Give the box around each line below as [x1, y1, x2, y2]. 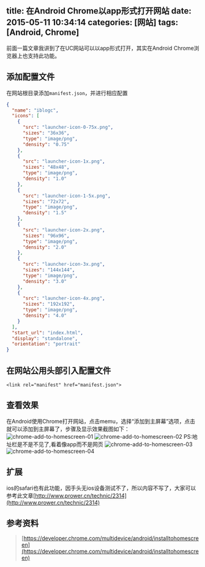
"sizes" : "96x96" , [22, 233, 70, 239]
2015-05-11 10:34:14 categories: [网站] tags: [6, 17, 179, 28]
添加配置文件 [6, 72, 55, 82]
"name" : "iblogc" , [12, 107, 59, 114]
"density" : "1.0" [22, 175, 67, 182]
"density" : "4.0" [22, 312, 67, 318]
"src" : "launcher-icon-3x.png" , [22, 261, 105, 268]
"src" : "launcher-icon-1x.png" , [22, 158, 105, 164]
